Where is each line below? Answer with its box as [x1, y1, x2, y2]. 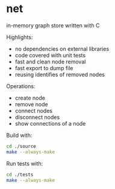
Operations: [6, 82, 36, 89]
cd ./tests [6, 171, 34, 178]
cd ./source [6, 143, 36, 149]
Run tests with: [6, 159, 43, 167]
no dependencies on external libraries [14, 45, 110, 53]
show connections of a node [14, 120, 86, 127]
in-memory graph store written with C [6, 22, 100, 29]
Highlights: [6, 33, 33, 40]
